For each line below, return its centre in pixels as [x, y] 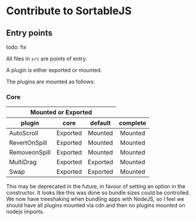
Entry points [29, 33]
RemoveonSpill [30, 153]
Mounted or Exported [61, 112]
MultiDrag [23, 162]
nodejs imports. [25, 211]
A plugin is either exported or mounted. [54, 70]
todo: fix [16, 47]
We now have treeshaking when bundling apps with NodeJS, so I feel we [95, 199]
